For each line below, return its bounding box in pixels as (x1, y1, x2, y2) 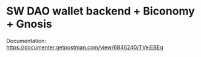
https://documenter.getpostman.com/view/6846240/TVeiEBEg (6, 44, 163, 51)
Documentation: (6, 37, 47, 44)
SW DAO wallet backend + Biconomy (6, 4, 196, 18)
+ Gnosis (6, 17, 53, 31)
